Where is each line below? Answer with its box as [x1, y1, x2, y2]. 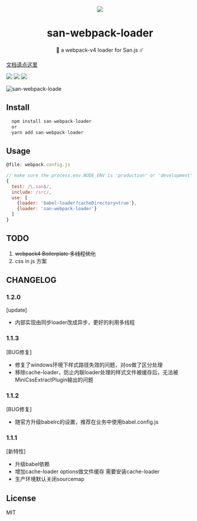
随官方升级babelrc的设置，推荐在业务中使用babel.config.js [14, 418, 159, 426]
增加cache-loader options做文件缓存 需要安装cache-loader [14, 468, 160, 475]
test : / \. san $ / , [11, 183, 52, 190]
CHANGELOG [6, 275, 57, 285]
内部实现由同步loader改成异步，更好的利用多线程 [14, 319, 135, 326]
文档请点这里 [6, 61, 37, 68]
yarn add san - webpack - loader [11, 130, 84, 135]
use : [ [11, 195, 28, 201]
